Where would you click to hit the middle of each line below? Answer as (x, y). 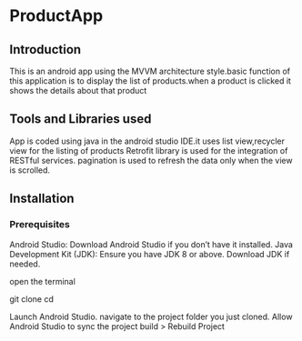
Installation (42, 199)
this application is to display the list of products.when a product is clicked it (150, 81)
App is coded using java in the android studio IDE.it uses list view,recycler (147, 141)
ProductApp (56, 16)
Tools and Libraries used (81, 119)
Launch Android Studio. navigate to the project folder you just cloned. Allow (151, 316)
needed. (25, 264)
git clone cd (32, 299)
